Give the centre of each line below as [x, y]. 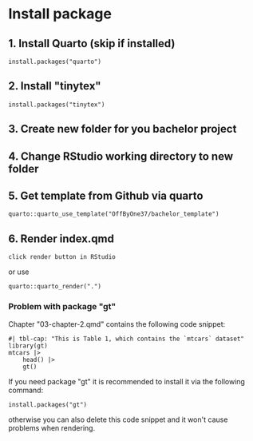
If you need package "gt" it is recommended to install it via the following [127, 381]
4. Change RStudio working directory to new [121, 156]
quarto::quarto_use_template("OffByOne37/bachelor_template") [114, 214]
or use [19, 272]
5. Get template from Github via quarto [106, 195]
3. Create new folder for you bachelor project [123, 129]
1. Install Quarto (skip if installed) [92, 44]
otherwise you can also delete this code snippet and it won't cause [118, 419]
